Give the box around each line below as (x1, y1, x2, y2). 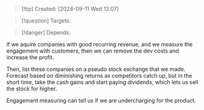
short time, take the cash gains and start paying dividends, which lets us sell (6, 79, 199, 86)
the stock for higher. (6, 85, 57, 92)
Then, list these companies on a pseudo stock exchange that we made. (6, 65, 186, 73)
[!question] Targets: (21, 17, 71, 24)
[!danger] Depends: (21, 29, 71, 36)
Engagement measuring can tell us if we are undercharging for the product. (6, 97, 196, 104)
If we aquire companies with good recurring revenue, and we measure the (6, 41, 193, 48)
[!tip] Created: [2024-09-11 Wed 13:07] (21, 5, 119, 12)
